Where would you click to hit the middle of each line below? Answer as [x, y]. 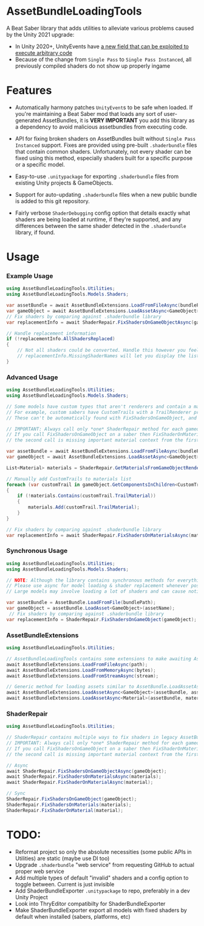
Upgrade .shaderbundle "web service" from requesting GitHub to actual [104, 864]
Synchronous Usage [37, 551]
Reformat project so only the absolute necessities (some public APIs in [104, 852]
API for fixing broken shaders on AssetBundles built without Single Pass [105, 138]
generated [28, 120]
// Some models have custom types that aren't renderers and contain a [99, 407]
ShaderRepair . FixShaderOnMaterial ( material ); [65, 810]
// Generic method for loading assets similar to [70, 687]
